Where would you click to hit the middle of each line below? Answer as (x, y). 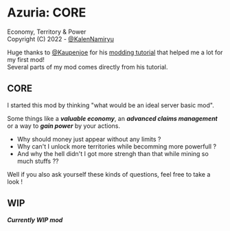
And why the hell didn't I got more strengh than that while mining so (113, 153)
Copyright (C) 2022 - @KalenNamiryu (61, 38)
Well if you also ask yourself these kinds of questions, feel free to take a (109, 174)
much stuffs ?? (38, 161)
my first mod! (26, 59)
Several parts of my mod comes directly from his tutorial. (88, 67)
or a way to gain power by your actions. (64, 126)
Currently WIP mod (35, 220)
